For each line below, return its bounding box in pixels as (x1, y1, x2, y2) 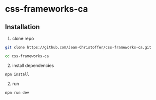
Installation (5, 23, 40, 31)
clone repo (12, 35, 34, 41)
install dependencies (12, 62, 54, 68)
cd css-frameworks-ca (5, 53, 49, 59)
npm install (5, 72, 29, 77)
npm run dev (5, 90, 29, 95)
